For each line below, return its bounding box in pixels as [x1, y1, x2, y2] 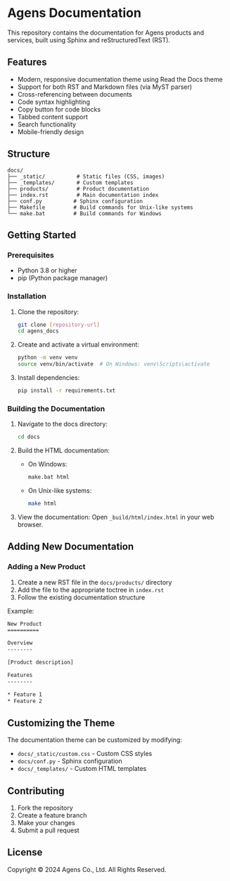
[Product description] [7, 659, 74, 666]
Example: [7, 606, 34, 615]
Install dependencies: [17, 373, 80, 382]
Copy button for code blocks [17, 104, 101, 114]
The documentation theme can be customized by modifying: [7, 736, 183, 744]
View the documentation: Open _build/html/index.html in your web [17, 513, 215, 521]
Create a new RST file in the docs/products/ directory [17, 577, 172, 587]
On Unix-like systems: [27, 486, 92, 495]
